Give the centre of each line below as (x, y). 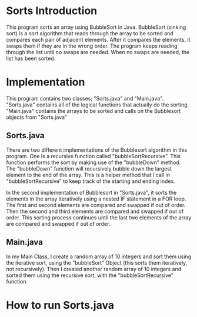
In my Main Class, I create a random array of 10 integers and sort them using (99, 256)
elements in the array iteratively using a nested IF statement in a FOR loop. (96, 199)
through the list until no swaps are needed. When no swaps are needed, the (98, 52)
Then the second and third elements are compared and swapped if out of (95, 211)
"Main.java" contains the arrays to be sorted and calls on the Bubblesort (94, 111)
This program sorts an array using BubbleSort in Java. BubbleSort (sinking (96, 27)
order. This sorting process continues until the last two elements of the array (99, 217)
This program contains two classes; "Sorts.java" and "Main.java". (85, 98)
